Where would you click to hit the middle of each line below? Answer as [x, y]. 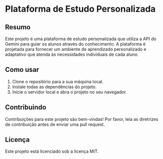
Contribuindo [26, 107]
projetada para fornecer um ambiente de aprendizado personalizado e [76, 49]
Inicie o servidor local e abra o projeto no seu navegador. [69, 92]
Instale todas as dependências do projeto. [54, 87]
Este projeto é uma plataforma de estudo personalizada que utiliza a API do [81, 39]
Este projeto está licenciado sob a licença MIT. [52, 151]
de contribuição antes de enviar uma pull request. [55, 124]
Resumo [18, 27]
